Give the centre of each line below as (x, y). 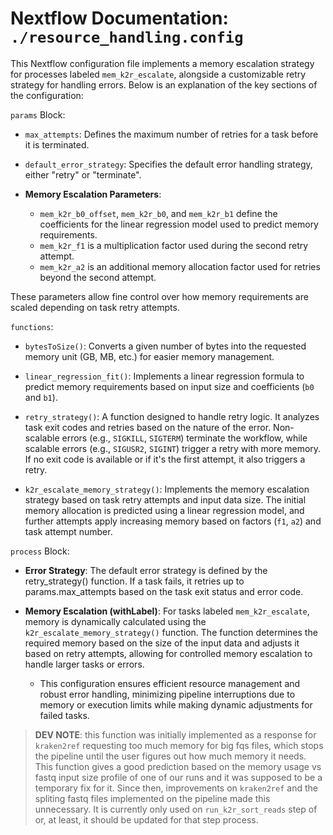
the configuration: (47, 95)
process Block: (40, 551)
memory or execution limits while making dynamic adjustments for (176, 704)
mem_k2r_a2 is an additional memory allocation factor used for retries (180, 266)
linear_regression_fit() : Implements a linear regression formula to (164, 376)
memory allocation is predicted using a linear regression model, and (164, 510)
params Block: (38, 114)
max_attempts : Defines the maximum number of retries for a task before (171, 134)
